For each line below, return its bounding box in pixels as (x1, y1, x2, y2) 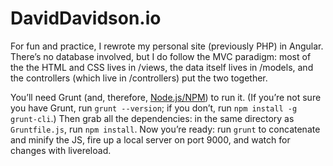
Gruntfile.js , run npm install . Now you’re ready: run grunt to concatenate (10, 123, 321, 135)
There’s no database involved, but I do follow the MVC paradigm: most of (10, 50, 312, 62)
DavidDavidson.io (10, 7, 162, 30)
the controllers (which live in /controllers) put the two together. (10, 72, 268, 84)
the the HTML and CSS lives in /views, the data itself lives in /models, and (10, 61, 314, 73)
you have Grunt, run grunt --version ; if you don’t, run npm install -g (10, 102, 298, 114)
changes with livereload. (10, 144, 112, 156)
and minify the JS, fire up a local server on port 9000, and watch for (10, 133, 291, 146)
